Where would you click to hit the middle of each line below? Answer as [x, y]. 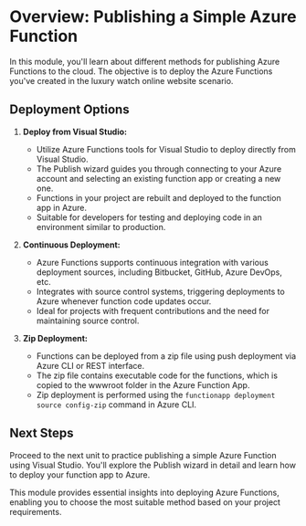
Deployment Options [69, 110]
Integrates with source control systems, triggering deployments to [160, 291]
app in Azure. [62, 207]
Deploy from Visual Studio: [75, 131]
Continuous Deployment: [71, 245]
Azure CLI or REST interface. [90, 365]
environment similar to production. [101, 226]
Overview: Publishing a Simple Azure [153, 17]
